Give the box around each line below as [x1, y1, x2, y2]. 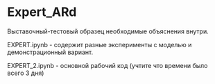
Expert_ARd [7, 4, 77, 20]
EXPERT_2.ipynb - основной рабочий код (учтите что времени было [7, 61, 208, 69]
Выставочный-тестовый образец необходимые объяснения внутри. [7, 27, 209, 35]
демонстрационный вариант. [7, 48, 94, 56]
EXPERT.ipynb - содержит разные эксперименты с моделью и [7, 40, 192, 49]
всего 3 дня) [7, 69, 44, 77]
